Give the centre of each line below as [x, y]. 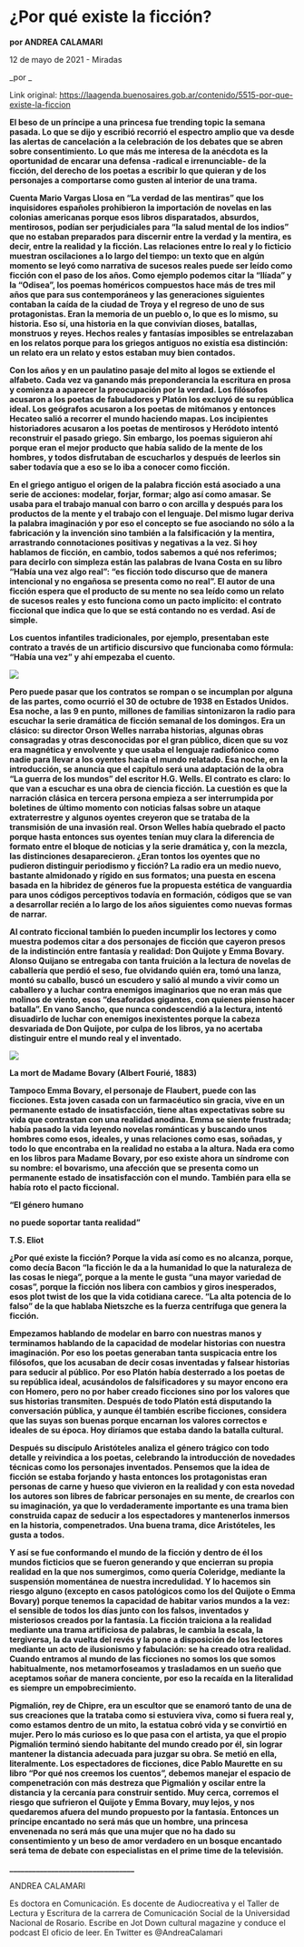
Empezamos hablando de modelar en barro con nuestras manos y [136, 1333]
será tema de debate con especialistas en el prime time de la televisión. [147, 1851]
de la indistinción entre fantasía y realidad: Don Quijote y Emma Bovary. [147, 951]
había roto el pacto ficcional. [64, 1187]
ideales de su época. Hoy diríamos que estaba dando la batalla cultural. [147, 1430]
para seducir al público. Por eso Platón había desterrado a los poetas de [147, 1372]
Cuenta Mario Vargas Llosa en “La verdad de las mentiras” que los [137, 198]
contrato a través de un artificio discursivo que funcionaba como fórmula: [152, 647]
